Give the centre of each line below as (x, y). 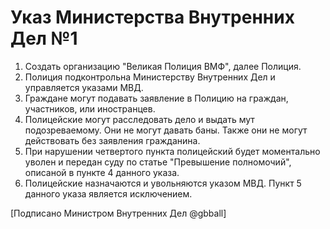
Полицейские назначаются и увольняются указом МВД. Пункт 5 (163, 183)
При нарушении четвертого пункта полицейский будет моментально (172, 151)
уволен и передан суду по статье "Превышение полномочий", (158, 162)
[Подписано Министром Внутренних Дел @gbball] (118, 213)
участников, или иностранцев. (90, 108)
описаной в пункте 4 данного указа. (102, 172)
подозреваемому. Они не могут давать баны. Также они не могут (166, 130)
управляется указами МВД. (84, 87)
